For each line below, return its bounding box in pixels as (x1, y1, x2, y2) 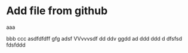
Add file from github (6, 4, 108, 18)
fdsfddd (6, 41, 26, 48)
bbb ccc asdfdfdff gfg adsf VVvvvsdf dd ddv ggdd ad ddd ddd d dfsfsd (6, 35, 183, 42)
